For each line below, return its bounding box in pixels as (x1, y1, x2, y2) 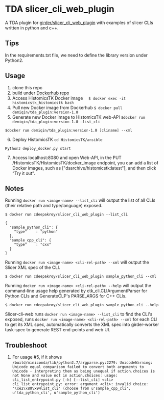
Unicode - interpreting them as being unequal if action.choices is (12, 369, 155, 374)
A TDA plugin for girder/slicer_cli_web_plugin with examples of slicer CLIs (5, 20, 153, 26)
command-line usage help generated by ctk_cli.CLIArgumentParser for (5, 288, 148, 294)
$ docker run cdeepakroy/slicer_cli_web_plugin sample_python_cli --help (5, 303, 159, 308)
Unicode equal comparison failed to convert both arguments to (12, 365, 144, 370)
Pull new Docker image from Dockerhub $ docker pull (12, 105, 123, 110)
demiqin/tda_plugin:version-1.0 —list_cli (12, 119, 100, 124)
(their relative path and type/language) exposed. (5, 203, 103, 209)
